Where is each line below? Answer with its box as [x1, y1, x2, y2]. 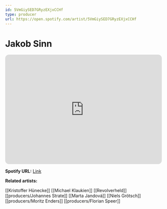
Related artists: [5, 178, 38, 184]
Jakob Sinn [5, 38, 52, 49]
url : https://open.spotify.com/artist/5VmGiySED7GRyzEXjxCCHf [5, 16, 137, 21]
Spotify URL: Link [5, 168, 42, 174]
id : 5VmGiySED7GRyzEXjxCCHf [5, 7, 64, 12]
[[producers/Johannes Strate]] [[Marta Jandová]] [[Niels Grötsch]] [5, 193, 141, 199]
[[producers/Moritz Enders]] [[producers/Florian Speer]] [5, 198, 121, 204]
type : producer [5, 12, 37, 17]
